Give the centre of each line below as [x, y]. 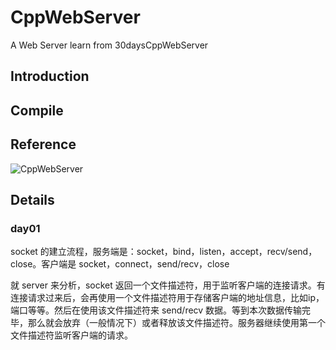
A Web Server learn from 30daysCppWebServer [109, 45]
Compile [37, 110]
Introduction [50, 76]
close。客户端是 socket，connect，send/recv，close [120, 264]
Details [32, 199]
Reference [43, 144]
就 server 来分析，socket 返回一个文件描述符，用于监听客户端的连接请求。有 [168, 285]
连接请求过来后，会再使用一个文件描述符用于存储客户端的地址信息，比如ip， [167, 298]
